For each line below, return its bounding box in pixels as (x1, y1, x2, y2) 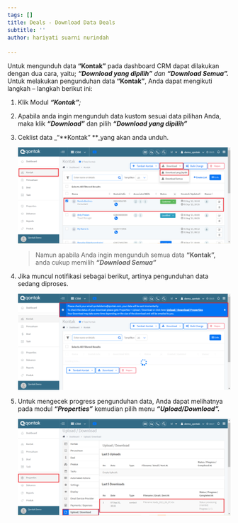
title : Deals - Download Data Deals (7, 18, 115, 26)
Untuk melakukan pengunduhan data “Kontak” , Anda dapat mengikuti (7, 77, 212, 85)
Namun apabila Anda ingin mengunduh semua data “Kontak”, (35, 251, 216, 259)
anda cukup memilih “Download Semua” (35, 258, 157, 267)
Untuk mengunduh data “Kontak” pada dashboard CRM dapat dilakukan (7, 62, 220, 70)
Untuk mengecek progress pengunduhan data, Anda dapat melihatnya (17, 397, 223, 405)
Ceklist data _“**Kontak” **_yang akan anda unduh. (17, 133, 169, 142)
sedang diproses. (17, 280, 69, 288)
